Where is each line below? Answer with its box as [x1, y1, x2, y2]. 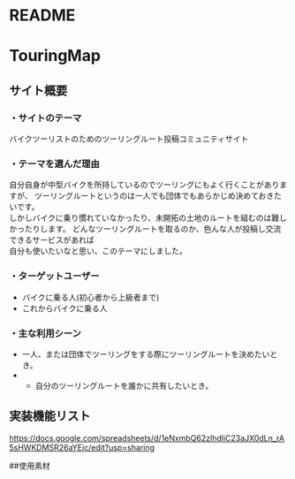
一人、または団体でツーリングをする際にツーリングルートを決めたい [21, 348, 270, 359]
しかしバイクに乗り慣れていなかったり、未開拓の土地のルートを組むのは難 [9, 213, 280, 224]
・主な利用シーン [9, 327, 82, 339]
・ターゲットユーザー [9, 270, 100, 283]
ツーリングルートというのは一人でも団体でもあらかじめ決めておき [34, 191, 275, 201]
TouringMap [9, 46, 102, 66]
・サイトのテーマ [9, 111, 82, 124]
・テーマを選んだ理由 [9, 157, 100, 170]
